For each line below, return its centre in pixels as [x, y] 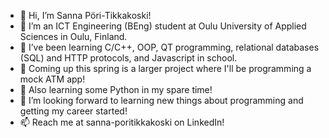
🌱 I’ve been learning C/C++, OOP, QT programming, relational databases [169, 47]
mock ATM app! [52, 79]
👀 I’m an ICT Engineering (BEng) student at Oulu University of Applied [163, 26]
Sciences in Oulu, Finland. [73, 36]
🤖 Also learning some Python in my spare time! [116, 89]
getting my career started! [73, 111]
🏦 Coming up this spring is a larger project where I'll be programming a [165, 68]
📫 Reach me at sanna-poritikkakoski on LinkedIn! [122, 122]
